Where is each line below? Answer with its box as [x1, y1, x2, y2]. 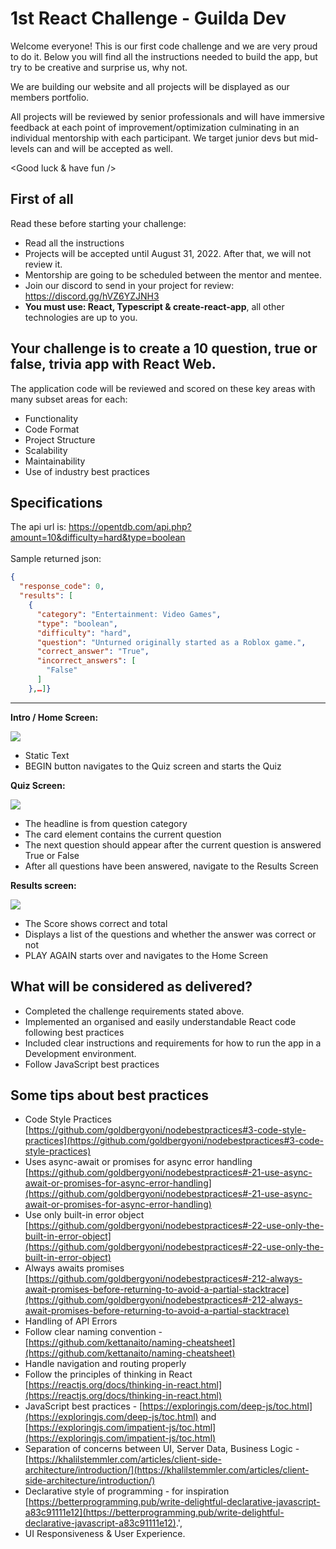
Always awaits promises [24, 1262, 125, 1274]
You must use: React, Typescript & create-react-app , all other [24, 300, 285, 312]
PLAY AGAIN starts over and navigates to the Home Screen [24, 949, 268, 961]
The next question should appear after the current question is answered [24, 838, 322, 851]
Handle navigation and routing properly [24, 1358, 187, 1370]
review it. [24, 258, 63, 270]
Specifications [10, 494, 103, 511]
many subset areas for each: [10, 393, 128, 405]
